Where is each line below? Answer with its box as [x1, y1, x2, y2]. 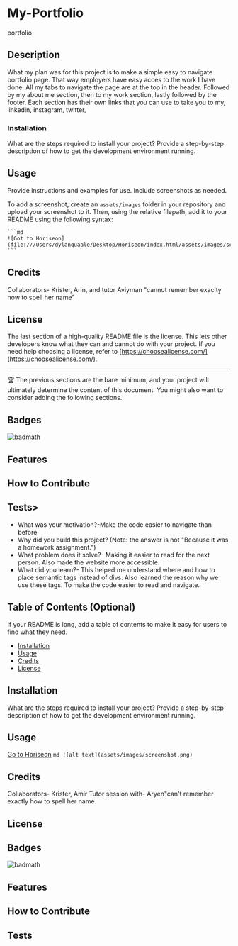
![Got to [7, 235, 33, 242]
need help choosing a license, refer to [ [7, 347, 122, 356]
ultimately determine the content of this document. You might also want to [7, 386, 224, 394]
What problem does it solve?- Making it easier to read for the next [17, 550, 210, 559]
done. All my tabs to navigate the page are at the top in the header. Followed [7, 83, 230, 91]
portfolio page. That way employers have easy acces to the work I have [7, 75, 216, 84]
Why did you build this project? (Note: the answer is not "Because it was [17, 535, 229, 544]
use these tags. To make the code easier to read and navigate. [17, 580, 200, 589]
